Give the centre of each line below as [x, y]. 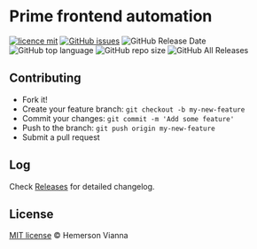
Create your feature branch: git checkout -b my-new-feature [133, 109]
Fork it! [35, 99]
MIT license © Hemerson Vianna [69, 236]
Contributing [45, 78]
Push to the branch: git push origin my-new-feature [118, 128]
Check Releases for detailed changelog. [82, 186]
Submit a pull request [61, 137]
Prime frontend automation [111, 16]
